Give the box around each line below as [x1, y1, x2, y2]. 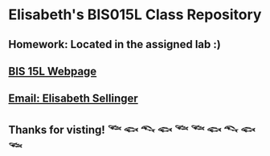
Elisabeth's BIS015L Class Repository [8, 6, 262, 24]
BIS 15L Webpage [8, 64, 97, 78]
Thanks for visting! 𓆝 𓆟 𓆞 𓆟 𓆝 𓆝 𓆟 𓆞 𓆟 [8, 122, 256, 137]
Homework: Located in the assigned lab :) [8, 38, 221, 51]
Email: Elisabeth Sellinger [8, 92, 138, 106]
